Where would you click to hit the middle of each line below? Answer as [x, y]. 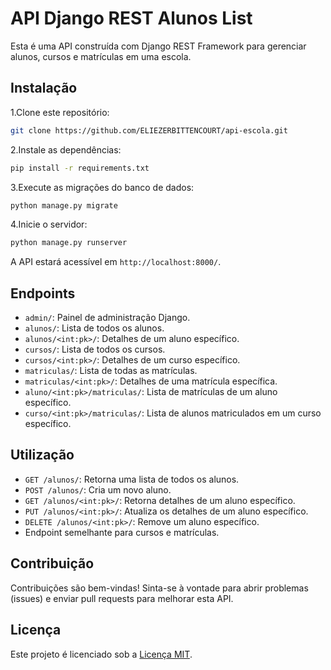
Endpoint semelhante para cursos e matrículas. [122, 532]
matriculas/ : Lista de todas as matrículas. [111, 371]
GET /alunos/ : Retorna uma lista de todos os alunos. [132, 479]
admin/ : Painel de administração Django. [107, 318]
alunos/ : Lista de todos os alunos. [94, 328]
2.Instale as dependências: [66, 149]
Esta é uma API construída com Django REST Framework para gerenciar [158, 46]
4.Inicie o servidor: [49, 224]
